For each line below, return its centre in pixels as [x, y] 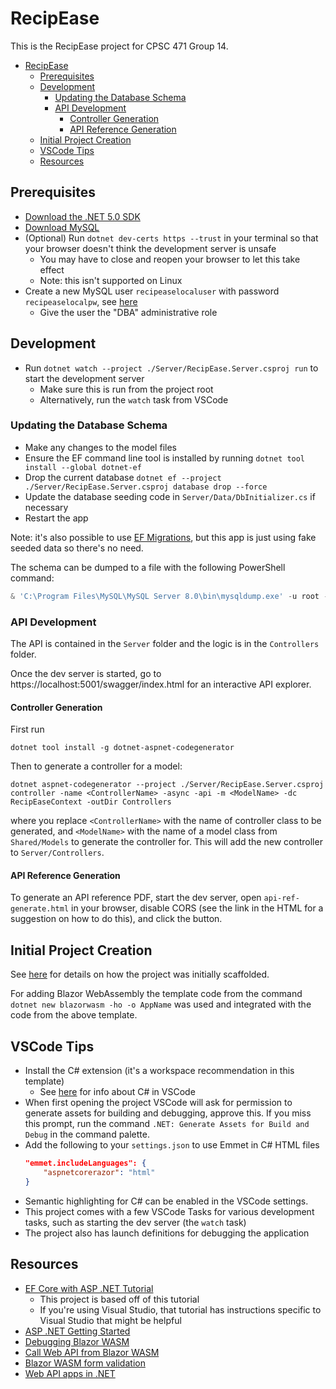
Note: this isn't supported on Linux [111, 280]
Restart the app [56, 518]
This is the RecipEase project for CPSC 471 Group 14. [119, 46]
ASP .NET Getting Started [77, 1331]
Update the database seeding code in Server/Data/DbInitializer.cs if [170, 496]
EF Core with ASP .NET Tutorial [89, 1288]
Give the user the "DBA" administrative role [128, 312]
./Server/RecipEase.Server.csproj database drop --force [146, 487]
